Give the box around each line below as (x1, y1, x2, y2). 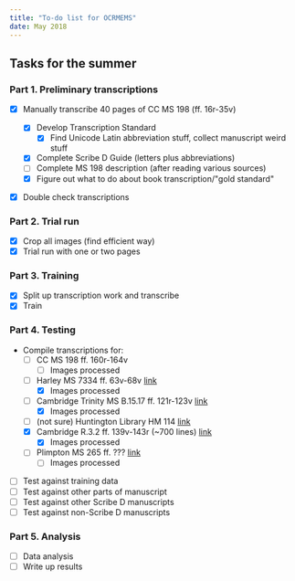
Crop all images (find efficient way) (22, 235, 155, 247)
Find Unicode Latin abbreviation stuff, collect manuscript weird (49, 132, 286, 143)
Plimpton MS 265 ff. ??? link (36, 447, 142, 458)
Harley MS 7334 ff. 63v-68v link (36, 375, 157, 386)
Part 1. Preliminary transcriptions (9, 83, 158, 96)
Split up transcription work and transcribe (22, 290, 180, 301)
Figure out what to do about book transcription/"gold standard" (36, 173, 275, 184)
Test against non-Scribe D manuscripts (22, 506, 171, 517)
